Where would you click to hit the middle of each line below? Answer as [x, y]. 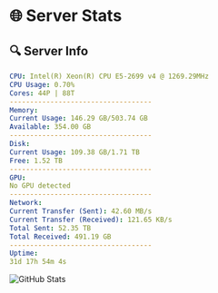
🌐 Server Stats [66, 16]
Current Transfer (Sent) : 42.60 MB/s [81, 211]
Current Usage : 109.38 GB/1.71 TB [75, 152]
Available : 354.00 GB [50, 127]
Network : [26, 203]
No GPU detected [40, 186]
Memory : [24, 110]
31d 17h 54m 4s [38, 262]
